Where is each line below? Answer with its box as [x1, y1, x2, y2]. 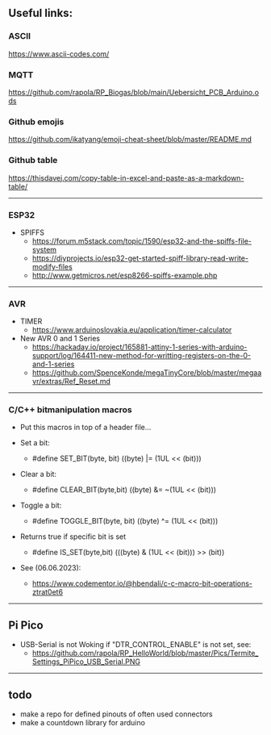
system [31, 244, 57, 254]
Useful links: [8, 6, 73, 20]
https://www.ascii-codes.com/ [8, 48, 110, 59]
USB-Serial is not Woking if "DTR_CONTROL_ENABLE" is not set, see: [19, 640, 252, 649]
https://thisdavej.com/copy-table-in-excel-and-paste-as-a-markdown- [8, 173, 244, 182]
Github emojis [8, 116, 65, 127]
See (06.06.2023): [19, 563, 81, 573]
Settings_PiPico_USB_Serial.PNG [31, 657, 141, 666]
